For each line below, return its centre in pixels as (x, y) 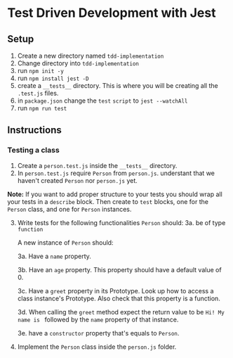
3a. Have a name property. (54, 256)
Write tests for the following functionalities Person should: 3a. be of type (121, 222)
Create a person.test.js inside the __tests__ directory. (97, 165)
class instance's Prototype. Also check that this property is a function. (119, 298)
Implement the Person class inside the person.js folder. (97, 347)
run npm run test (42, 108)
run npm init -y (41, 71)
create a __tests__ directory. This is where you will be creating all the (118, 85)
